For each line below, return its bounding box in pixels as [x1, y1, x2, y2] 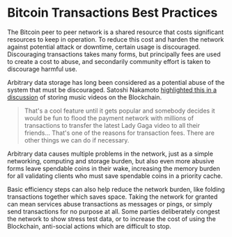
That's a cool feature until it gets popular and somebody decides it [24, 106, 215, 115]
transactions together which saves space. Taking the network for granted [7, 193, 218, 201]
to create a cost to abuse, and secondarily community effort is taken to [7, 57, 211, 65]
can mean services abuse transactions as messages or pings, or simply [7, 199, 212, 208]
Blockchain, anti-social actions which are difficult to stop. [7, 222, 172, 230]
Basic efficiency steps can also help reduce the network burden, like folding [7, 185, 225, 193]
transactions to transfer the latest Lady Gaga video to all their [24, 121, 201, 129]
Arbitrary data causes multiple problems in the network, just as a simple [7, 149, 214, 158]
